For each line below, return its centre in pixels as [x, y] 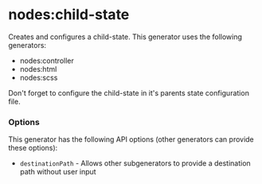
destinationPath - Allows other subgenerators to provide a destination [135, 163]
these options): [33, 148]
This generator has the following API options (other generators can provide [131, 139]
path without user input [58, 172]
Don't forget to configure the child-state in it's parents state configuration [129, 92]
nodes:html [38, 69]
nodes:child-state [69, 15]
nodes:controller [47, 61]
